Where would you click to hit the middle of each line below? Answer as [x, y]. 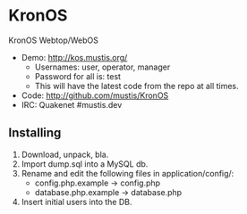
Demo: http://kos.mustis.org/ [74, 57]
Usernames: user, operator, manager [102, 67]
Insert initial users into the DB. [77, 202]
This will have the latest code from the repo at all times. [136, 86]
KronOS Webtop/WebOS [54, 40]
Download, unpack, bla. [65, 154]
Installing [35, 133]
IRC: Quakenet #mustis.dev [72, 104]
